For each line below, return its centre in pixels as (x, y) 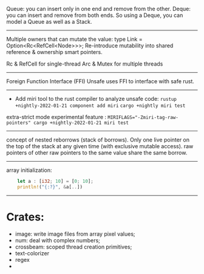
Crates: (25, 217)
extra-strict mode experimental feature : (56, 117)
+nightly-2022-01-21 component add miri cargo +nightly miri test (100, 106)
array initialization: (29, 170)
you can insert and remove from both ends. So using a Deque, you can (95, 15)
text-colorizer (32, 253)
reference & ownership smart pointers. (54, 52)
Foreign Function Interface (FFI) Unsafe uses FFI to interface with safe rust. (100, 81)
